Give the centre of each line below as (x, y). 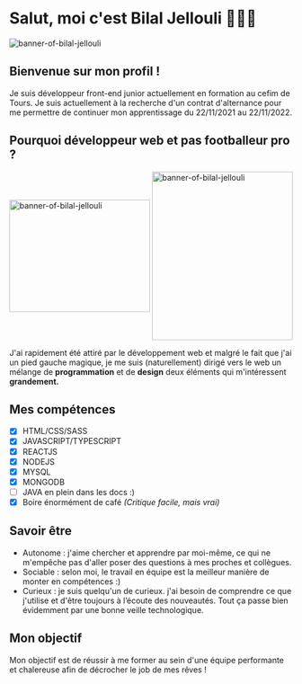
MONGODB (44, 482)
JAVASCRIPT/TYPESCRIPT (71, 441)
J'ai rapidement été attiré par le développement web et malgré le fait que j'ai (151, 352)
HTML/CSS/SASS (55, 431)
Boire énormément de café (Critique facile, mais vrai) (121, 502)
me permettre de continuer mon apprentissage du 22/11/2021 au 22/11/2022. (151, 112)
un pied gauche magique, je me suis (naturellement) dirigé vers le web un (145, 362)
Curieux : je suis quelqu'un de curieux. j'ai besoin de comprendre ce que (157, 591)
